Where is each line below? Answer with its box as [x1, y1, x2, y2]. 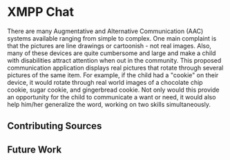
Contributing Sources [7, 120, 102, 132]
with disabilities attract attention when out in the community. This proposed [7, 56, 222, 64]
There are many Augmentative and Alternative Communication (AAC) [7, 27, 204, 35]
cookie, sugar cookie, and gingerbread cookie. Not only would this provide [7, 86, 220, 94]
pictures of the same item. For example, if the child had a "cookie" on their [7, 70, 219, 79]
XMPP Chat [7, 4, 75, 20]
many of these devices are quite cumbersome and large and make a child [7, 49, 216, 57]
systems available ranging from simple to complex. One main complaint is [7, 34, 217, 42]
